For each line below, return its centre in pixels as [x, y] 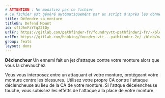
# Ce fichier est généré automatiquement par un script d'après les [77, 14]
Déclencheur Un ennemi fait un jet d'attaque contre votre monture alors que [82, 60]
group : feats [18, 42]
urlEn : [12, 37]
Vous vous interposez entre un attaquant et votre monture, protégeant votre [82, 74]
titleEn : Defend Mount [28, 23]
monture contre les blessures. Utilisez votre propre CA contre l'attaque [77, 80]
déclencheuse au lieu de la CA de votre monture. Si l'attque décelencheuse [81, 85]
